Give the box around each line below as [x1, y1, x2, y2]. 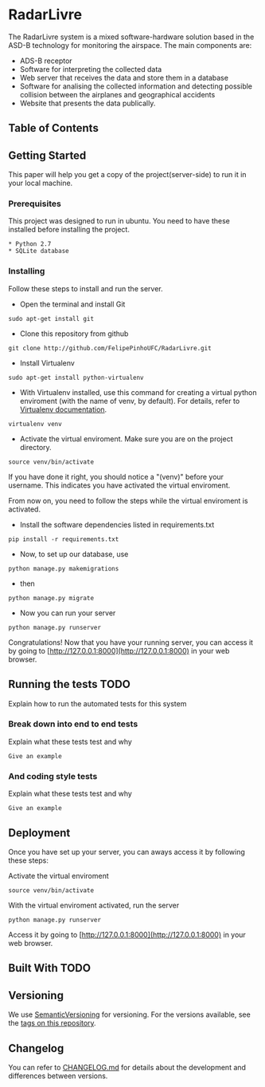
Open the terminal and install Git [19, 299, 126, 309]
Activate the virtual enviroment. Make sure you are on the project [19, 433, 233, 444]
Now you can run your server [19, 608, 116, 618]
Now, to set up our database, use [19, 549, 129, 559]
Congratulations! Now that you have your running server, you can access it [8, 637, 253, 647]
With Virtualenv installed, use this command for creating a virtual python [19, 387, 257, 397]
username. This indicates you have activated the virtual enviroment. [8, 480, 231, 490]
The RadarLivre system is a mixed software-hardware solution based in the [8, 32, 255, 42]
